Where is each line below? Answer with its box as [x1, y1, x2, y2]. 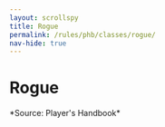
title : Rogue [9, 22, 59, 31]
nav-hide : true [9, 38, 67, 48]
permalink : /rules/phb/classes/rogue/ [9, 30, 156, 39]
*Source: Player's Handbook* [9, 108, 121, 119]
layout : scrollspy [9, 13, 79, 23]
